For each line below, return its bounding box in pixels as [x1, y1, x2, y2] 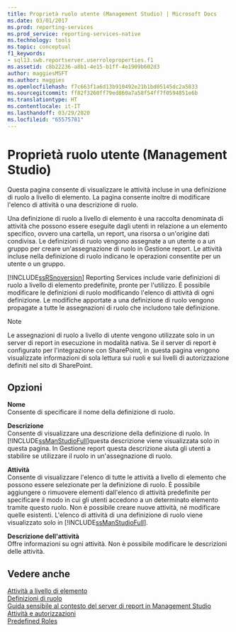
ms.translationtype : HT [7, 97, 78, 104]
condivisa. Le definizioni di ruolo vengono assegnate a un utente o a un [7, 236, 216, 245]
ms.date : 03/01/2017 [7, 17, 69, 24]
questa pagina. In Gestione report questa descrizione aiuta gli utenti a [7, 445, 211, 453]
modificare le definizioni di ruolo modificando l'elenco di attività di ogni [7, 288, 215, 297]
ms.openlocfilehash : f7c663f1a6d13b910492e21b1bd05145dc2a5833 [7, 83, 198, 90]
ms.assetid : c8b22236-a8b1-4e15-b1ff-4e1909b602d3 [7, 63, 160, 70]
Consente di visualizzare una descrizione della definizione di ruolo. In [7, 429, 210, 437]
